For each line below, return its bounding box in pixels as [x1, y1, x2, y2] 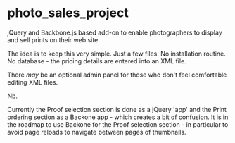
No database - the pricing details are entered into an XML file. [7, 56, 186, 65]
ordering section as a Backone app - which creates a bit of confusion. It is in [7, 113, 229, 121]
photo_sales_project [7, 5, 129, 21]
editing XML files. [7, 77, 58, 86]
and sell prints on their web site [7, 35, 99, 44]
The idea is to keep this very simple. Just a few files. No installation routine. [7, 49, 227, 58]
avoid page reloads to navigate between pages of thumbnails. [7, 128, 186, 136]
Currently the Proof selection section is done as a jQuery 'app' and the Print [7, 105, 227, 113]
